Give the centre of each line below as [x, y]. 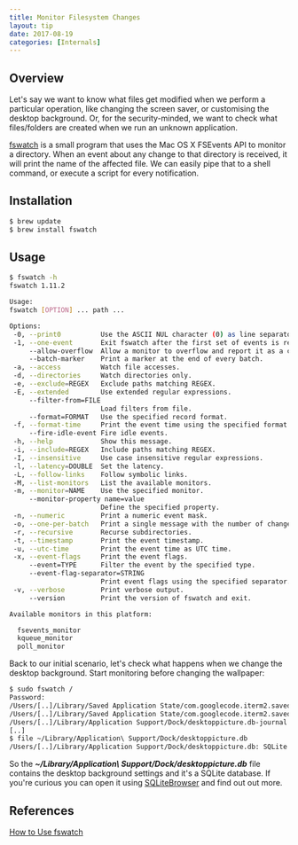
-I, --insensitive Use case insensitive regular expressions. [138, 458]
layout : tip [31, 26]
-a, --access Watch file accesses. [96, 368]
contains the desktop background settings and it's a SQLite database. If [140, 773]
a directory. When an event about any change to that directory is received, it [148, 154]
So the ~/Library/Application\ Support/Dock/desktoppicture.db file [135, 764]
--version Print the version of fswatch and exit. [140, 598]
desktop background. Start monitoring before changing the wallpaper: [137, 673]
